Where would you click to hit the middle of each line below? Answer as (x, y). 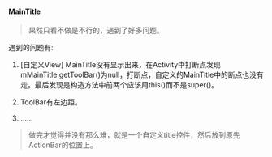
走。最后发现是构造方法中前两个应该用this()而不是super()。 (119, 85)
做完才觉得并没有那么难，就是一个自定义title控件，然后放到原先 (134, 135)
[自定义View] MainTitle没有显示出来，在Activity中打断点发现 (120, 65)
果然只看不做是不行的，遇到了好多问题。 (96, 30)
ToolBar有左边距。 (51, 102)
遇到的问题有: (31, 48)
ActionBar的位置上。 (63, 145)
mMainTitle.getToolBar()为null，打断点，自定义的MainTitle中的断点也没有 (142, 75)
